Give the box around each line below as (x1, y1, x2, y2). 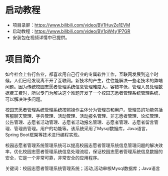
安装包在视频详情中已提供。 (12, 34, 70, 40)
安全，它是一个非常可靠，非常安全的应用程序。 (5, 155, 101, 161)
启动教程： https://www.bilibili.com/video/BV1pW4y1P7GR (12, 28, 130, 34)
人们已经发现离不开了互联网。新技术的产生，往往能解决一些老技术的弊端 (13, 77, 163, 83)
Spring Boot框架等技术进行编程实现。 (5, 132, 82, 138)
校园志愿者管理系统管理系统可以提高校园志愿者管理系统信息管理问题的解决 (5, 142, 158, 148)
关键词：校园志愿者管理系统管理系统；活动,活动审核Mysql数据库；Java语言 (5, 165, 160, 171)
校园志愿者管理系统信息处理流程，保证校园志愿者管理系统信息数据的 (22, 148, 163, 155)
